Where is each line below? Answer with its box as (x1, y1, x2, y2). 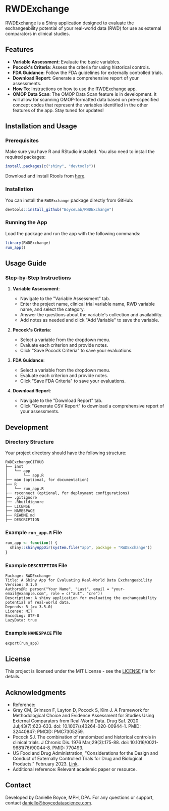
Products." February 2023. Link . (12, 761, 79, 767)
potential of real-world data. (5, 600, 71, 605)
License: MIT (5, 609, 33, 614)
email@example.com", (5, 591, 49, 596)
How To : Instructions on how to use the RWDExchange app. (12, 86, 137, 92)
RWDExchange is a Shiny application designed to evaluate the (5, 20, 134, 26)
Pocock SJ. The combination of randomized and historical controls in (12, 734, 156, 740)
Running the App (5, 219, 47, 226)
